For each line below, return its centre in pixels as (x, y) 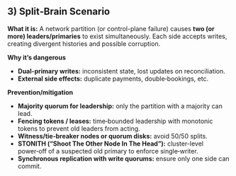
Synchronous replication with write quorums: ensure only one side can (123, 158)
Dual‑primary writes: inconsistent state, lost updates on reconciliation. (121, 71)
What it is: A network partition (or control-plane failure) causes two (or (111, 28)
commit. (29, 166)
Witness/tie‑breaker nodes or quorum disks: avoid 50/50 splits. (112, 136)
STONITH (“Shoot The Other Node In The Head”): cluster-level (111, 143)
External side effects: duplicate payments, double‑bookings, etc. (113, 78)
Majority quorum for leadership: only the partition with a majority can (120, 106)
